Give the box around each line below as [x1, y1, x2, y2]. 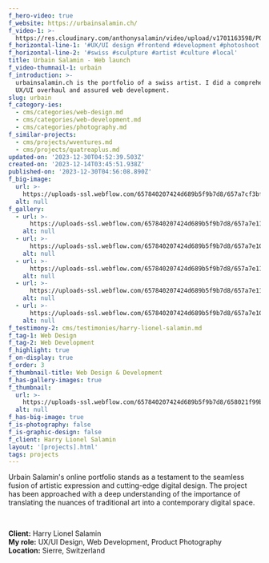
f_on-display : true [8, 353, 74, 362]
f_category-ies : [8, 101, 62, 109]
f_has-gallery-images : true [8, 376, 102, 384]
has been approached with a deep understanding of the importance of [8, 489, 241, 499]
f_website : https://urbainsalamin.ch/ [8, 19, 138, 27]
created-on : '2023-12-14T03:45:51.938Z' [8, 161, 146, 169]
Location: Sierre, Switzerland [8, 545, 106, 556]
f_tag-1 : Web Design [8, 331, 78, 340]
